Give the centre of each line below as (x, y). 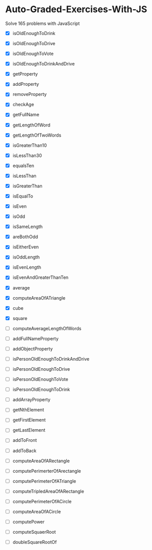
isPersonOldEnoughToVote (40, 379)
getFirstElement (29, 420)
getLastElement (29, 430)
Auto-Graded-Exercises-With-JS (76, 9)
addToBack (24, 450)
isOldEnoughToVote (33, 54)
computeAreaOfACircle (37, 511)
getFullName (26, 115)
